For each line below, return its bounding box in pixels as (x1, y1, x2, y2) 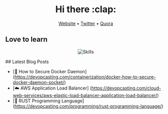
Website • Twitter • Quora (58, 20, 113, 26)
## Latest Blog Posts (5, 59, 49, 65)
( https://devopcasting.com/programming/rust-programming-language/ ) (12, 103, 163, 109)
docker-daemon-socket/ (12, 79, 65, 85)
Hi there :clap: (55, 4, 116, 15)
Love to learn (5, 35, 47, 44)
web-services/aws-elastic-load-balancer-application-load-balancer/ (12, 92, 157, 98)
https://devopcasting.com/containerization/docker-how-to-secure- (14, 74, 156, 80)
